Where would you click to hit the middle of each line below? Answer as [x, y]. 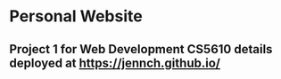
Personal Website [76, 16]
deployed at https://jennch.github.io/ [115, 63]
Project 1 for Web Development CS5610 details [141, 49]
